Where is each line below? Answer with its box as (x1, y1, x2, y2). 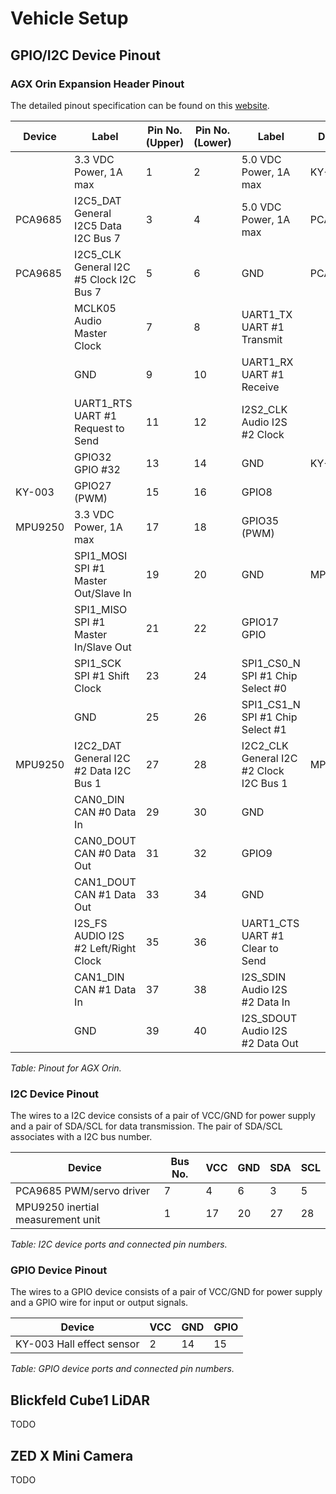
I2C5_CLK (74, 247, 122, 261)
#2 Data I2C (74, 763, 132, 777)
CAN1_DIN (74, 970, 125, 984)
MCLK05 (74, 301, 117, 315)
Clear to (241, 941, 279, 955)
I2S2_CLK (241, 402, 288, 416)
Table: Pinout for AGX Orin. (10, 1062, 122, 1074)
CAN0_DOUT (74, 833, 137, 847)
